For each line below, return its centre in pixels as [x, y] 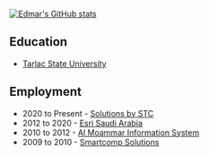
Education [39, 42]
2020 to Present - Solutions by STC [88, 113]
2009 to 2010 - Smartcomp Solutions [91, 142]
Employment [46, 92]
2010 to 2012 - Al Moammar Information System [111, 132]
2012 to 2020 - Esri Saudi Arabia [83, 123]
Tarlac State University [64, 64]
